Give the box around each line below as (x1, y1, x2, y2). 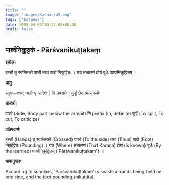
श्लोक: (5, 59, 16, 65)
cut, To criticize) (5, 116, 40, 122)
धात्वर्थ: (5, 100, 17, 106)
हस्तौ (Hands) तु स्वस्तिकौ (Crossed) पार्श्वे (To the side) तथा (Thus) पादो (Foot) (5, 136, 153, 142)
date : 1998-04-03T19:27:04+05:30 (5, 22, 77, 27)
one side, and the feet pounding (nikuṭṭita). (5, 174, 95, 180)
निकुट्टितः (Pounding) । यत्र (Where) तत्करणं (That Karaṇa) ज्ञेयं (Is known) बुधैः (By (5, 142, 161, 148)
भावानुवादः (5, 158, 21, 164)
